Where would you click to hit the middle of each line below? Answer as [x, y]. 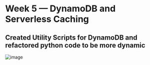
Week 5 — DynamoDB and [60, 9]
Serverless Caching [47, 19]
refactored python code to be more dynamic [75, 45]
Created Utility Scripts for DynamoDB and [71, 37]
